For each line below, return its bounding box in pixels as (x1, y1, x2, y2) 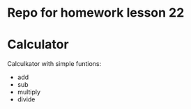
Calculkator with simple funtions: (7, 60, 102, 68)
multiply (17, 88, 40, 97)
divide (17, 95, 36, 103)
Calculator (7, 37, 69, 53)
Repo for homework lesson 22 (7, 5, 185, 21)
